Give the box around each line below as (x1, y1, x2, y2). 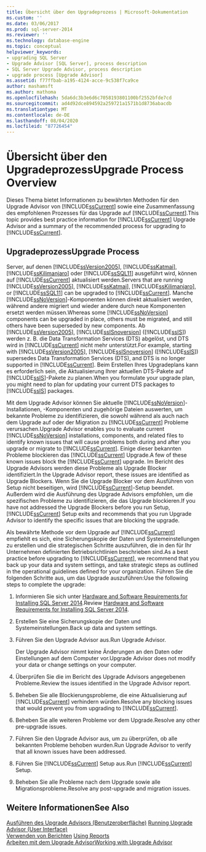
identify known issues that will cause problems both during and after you (6, 438, 191, 446)
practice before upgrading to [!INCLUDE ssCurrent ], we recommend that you (6, 554, 200, 562)
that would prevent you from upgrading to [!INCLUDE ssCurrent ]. (15, 704, 178, 712)
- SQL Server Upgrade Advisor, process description (6, 66, 141, 73)
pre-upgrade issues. (15, 723, 68, 730)
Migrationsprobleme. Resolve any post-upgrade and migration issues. (15, 784, 191, 792)
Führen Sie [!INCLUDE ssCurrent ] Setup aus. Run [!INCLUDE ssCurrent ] (15, 760, 192, 767)
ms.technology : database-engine (6, 37, 89, 44)
